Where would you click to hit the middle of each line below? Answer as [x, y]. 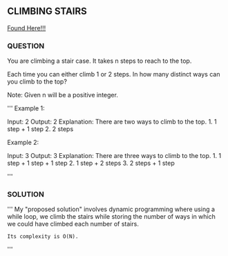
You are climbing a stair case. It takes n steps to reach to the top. [99, 61]
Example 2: [23, 142]
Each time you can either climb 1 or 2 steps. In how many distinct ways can [114, 75]
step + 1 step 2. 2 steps [40, 129]
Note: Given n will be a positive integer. [63, 95]
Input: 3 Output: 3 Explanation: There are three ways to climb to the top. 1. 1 [114, 156]
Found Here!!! [27, 28]
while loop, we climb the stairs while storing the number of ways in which [112, 217]
